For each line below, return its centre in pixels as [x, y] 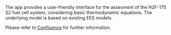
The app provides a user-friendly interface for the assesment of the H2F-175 [86, 7]
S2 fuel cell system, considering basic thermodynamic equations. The [79, 12]
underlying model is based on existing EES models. [59, 18]
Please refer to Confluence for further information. [58, 27]
